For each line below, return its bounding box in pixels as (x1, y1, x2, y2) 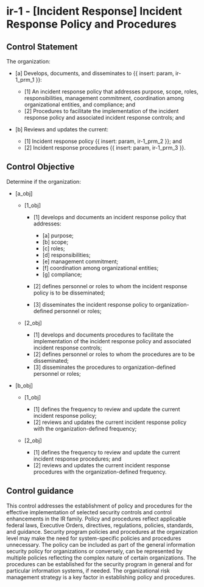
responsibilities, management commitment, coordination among (24, 95, 185, 101)
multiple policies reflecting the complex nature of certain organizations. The (6, 554, 197, 561)
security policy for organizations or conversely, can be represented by (6, 547, 183, 555)
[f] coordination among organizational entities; (42, 264, 159, 271)
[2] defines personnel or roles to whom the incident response (33, 282, 188, 290)
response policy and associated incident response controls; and (24, 114, 185, 121)
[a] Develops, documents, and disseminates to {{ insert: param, (15, 70, 175, 77)
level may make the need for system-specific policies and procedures (6, 534, 181, 542)
